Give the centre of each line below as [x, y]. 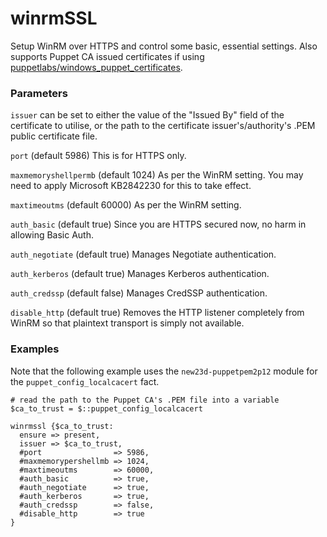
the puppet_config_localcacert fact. [85, 381]
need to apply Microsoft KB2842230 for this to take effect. [131, 186]
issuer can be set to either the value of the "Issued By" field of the [147, 115]
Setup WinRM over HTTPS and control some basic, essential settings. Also [164, 46]
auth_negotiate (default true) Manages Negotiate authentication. [143, 254]
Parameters [39, 93]
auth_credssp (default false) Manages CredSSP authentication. [139, 293]
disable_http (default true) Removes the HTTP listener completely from [157, 313]
